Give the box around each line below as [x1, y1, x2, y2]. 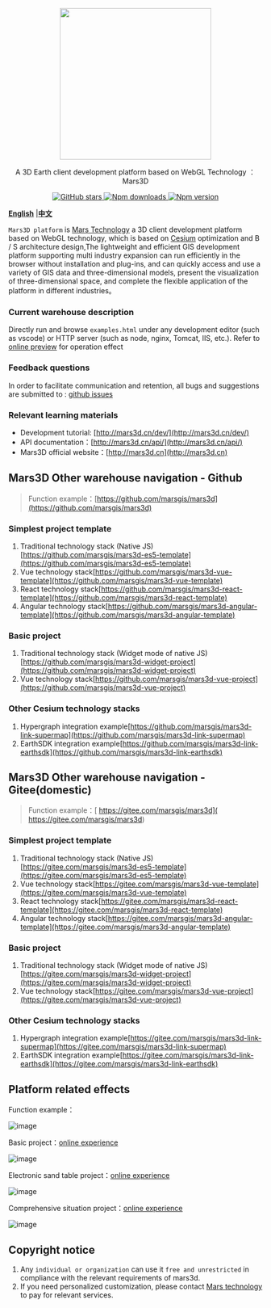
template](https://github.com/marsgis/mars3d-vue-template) [19, 576, 223, 585]
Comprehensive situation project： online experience [8, 1204, 183, 1213]
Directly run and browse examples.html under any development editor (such [8, 325, 260, 334]
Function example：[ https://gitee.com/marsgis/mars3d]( [27, 805, 218, 815]
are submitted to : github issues [8, 389, 113, 399]
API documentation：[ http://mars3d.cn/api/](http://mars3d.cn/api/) [19, 437, 244, 447]
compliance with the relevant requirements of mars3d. [19, 1272, 201, 1282]
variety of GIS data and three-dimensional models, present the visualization [8, 267, 260, 277]
